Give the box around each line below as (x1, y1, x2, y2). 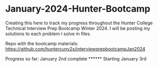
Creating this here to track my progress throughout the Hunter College (5, 20, 153, 26)
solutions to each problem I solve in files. (5, 30, 91, 37)
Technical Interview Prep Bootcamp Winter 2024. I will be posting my (5, 25, 150, 31)
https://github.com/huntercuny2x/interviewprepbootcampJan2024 (5, 46, 146, 52)
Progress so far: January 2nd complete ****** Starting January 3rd (5, 55, 147, 61)
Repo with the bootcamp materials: (5, 40, 79, 46)
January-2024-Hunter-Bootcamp (5, 3, 150, 15)
